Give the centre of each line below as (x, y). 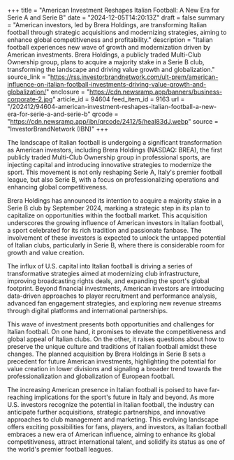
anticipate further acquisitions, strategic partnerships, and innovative (107, 412)
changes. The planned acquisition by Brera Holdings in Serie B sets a (107, 354)
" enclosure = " (68, 92)
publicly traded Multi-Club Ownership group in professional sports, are (109, 157)
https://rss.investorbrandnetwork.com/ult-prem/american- (134, 77)
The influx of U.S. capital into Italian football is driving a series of (100, 266)
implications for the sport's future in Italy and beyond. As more (124, 397)
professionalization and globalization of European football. (91, 376)
